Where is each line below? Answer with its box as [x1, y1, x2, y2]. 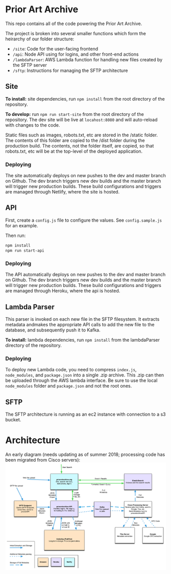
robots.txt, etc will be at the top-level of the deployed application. [5, 148, 143, 154]
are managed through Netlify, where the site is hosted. [5, 189, 120, 195]
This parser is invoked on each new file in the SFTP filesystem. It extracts [5, 316, 160, 322]
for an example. [5, 222, 38, 228]
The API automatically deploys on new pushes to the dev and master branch [5, 272, 166, 278]
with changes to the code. [5, 122, 60, 128]
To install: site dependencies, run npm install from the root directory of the [5, 95, 165, 102]
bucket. [5, 417, 21, 423]
